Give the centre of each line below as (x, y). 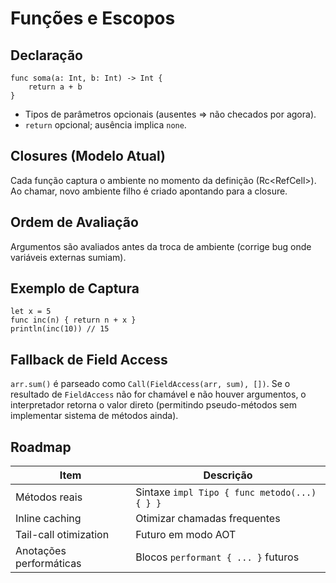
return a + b (55, 87)
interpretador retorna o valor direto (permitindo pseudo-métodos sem (154, 405)
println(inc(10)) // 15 (60, 329)
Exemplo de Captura (75, 288)
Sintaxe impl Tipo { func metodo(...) (226, 492)
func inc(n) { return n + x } (73, 320)
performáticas (48, 564)
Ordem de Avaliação (74, 222)
